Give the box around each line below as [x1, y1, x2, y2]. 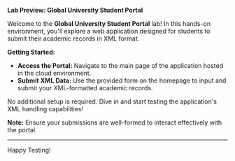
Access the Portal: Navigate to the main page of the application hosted [17, 62, 224, 69]
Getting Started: [7, 48, 55, 56]
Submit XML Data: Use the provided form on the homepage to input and [17, 76, 227, 85]
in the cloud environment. [17, 69, 92, 77]
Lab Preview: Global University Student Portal [7, 6, 143, 14]
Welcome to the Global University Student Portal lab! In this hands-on [7, 20, 211, 27]
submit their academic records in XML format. [7, 34, 140, 43]
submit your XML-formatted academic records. [17, 84, 153, 92]
